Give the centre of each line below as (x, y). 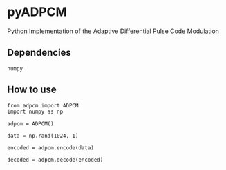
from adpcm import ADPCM (43, 105)
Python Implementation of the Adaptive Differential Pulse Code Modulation (113, 31)
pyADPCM (37, 12)
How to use (32, 90)
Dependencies (39, 53)
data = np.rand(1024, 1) (43, 136)
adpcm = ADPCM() (30, 124)
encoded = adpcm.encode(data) (51, 148)
